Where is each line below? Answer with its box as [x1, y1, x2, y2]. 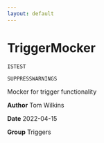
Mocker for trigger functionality [7, 87, 97, 96]
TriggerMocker [7, 40, 96, 56]
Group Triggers [7, 128, 51, 136]
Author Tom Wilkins [7, 101, 64, 109]
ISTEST [7, 63, 26, 70]
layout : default [7, 10, 54, 17]
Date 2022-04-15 [7, 114, 58, 122]
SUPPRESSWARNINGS [7, 75, 58, 82]
